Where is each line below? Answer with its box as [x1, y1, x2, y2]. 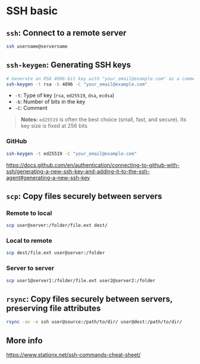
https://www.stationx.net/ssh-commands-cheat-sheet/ [6, 352, 141, 359]
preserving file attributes [6, 303, 101, 313]
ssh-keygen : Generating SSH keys [6, 60, 131, 70]
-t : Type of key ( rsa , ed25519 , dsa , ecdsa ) [14, 92, 115, 99]
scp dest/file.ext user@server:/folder [6, 250, 105, 256]
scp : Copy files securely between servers [6, 191, 162, 201]
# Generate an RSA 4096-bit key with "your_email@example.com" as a [6, 75, 180, 81]
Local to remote [6, 236, 52, 245]
